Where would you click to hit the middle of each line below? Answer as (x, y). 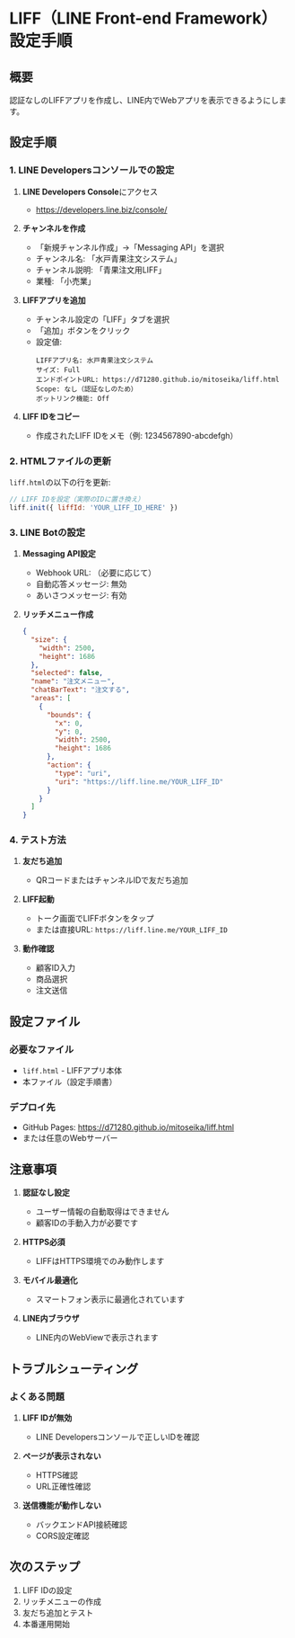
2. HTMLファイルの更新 (61, 461)
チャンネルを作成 (54, 228)
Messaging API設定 (59, 554)
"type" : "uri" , (83, 773)
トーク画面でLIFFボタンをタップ (95, 919)
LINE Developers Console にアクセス (90, 191)
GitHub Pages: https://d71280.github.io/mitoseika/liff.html (128, 1127)
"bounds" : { (69, 715)
